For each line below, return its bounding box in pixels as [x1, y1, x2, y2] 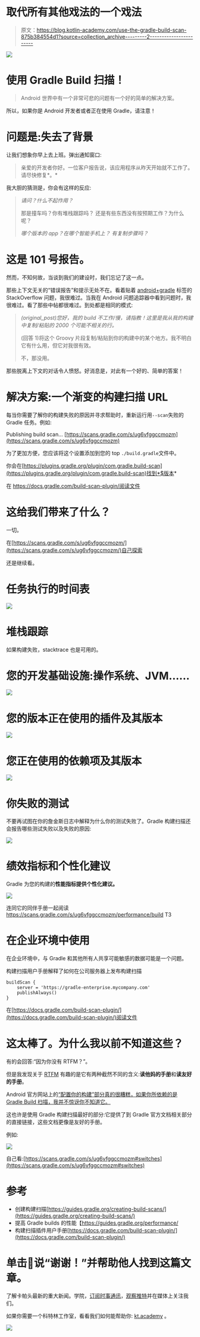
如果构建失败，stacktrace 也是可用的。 [6, 646, 102, 653]
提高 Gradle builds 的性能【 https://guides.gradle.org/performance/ [14, 1219, 179, 1226]
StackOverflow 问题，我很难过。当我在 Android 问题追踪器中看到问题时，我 [6, 294, 192, 301]
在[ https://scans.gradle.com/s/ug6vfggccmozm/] [6, 539, 127, 546]
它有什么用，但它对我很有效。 [20, 341, 94, 349]
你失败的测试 [6, 796, 70, 810]
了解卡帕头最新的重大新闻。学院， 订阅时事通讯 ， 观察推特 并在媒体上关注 [6, 1292, 183, 1299]
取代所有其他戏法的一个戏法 [6, 5, 142, 19]
